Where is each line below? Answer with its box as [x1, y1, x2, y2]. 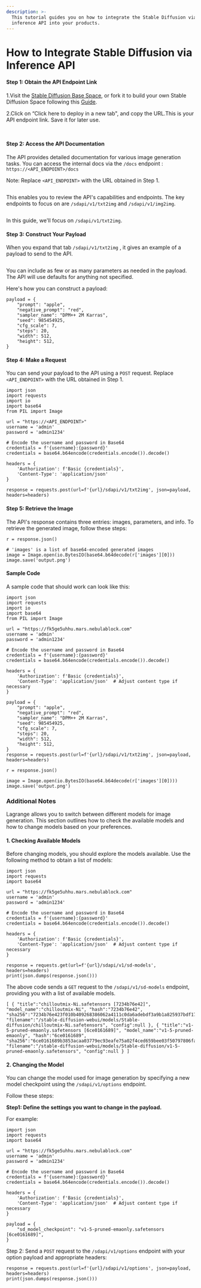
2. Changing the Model [6, 1061, 64, 1068]
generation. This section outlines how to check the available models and [6, 817, 184, 824]
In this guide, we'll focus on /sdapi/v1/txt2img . [6, 217, 123, 224]
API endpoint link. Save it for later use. [6, 116, 100, 123]
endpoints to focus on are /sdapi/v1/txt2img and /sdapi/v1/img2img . [6, 200, 176, 207]
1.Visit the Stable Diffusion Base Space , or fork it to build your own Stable [6, 92, 187, 99]
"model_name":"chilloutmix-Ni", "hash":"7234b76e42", [6, 1007, 144, 1013]
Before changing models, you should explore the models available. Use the [6, 850, 191, 858]
